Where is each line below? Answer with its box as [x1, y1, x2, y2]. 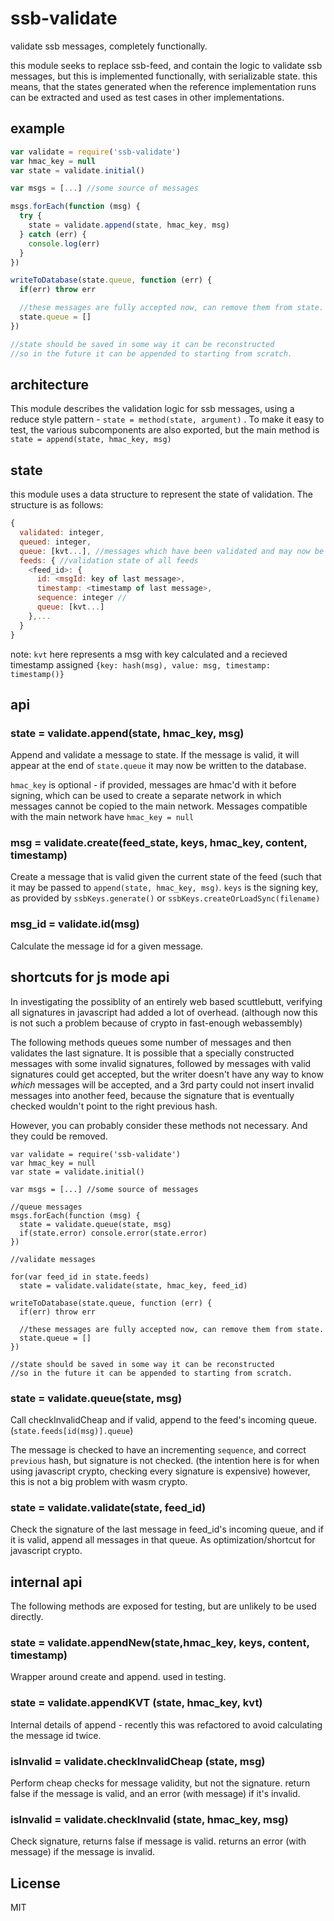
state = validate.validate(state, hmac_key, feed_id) [19, 1280, 248, 1291]
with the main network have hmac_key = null [10, 811, 195, 823]
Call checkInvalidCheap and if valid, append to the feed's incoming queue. [10, 1413, 317, 1426]
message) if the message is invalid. [10, 1846, 156, 1858]
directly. [10, 1611, 44, 1622]
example [10, 120, 66, 137]
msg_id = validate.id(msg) [10, 917, 140, 931]
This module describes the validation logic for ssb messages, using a [10, 403, 295, 415]
